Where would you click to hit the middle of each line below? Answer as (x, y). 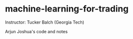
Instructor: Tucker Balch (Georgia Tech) (45, 22)
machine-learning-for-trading (67, 9)
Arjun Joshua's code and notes (37, 31)
